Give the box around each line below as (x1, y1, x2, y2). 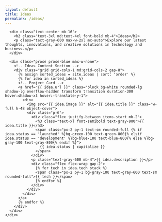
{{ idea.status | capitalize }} (39, 145, 105, 149)
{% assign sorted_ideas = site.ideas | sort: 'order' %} (17, 72, 136, 77)
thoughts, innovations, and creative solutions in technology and (5, 42, 142, 47)
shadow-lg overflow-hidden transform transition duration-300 (5, 89, 133, 94)
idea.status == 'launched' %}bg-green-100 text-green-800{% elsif (5, 132, 142, 137)
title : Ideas (5, 12, 32, 17)
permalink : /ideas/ (5, 16, 45, 21)
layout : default (5, 7, 38, 12)
